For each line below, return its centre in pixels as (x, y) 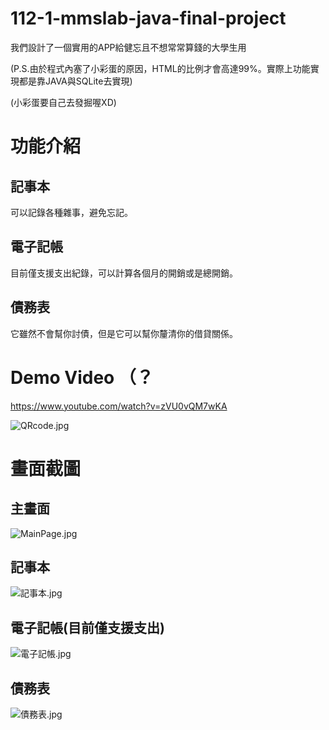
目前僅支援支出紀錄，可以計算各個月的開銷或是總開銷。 (124, 273)
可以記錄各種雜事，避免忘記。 (71, 212)
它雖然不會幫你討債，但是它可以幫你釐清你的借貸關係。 (124, 333)
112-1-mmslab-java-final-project (148, 18)
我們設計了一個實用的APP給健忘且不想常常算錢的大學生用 (128, 47)
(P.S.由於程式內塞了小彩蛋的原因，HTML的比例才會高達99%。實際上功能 (160, 68)
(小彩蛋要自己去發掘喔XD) (63, 102)
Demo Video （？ (82, 377)
